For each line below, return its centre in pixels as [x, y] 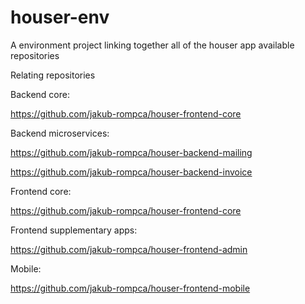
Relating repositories [53, 75]
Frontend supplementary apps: [74, 230]
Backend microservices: [60, 133]
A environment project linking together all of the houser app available [152, 45]
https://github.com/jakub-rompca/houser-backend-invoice [131, 172]
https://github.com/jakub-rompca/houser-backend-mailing [131, 152]
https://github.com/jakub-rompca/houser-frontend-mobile [130, 288]
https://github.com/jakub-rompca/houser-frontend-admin [129, 249]
